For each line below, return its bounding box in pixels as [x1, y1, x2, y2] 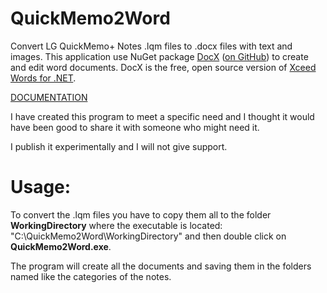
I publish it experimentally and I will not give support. [10, 140, 228, 152]
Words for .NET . [10, 72, 77, 84]
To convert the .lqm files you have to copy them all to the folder [10, 208, 272, 221]
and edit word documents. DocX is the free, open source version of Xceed [10, 61, 317, 73]
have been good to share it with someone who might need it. [10, 121, 260, 133]
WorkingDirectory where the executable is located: [10, 219, 223, 231]
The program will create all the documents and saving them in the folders [10, 260, 312, 272]
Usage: [10, 176, 72, 199]
